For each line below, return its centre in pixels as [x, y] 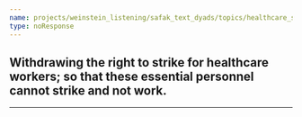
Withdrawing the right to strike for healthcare [139, 63]
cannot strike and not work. [89, 90]
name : [19, 18]
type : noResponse [42, 26]
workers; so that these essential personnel [132, 76]
